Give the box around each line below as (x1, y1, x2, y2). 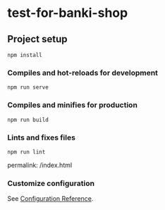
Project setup (7, 33, 68, 45)
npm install (7, 51, 42, 58)
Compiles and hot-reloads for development (7, 68, 159, 78)
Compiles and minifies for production (7, 100, 137, 110)
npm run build (7, 116, 49, 123)
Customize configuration (7, 178, 95, 188)
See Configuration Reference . (7, 194, 94, 203)
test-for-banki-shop (7, 5, 128, 21)
